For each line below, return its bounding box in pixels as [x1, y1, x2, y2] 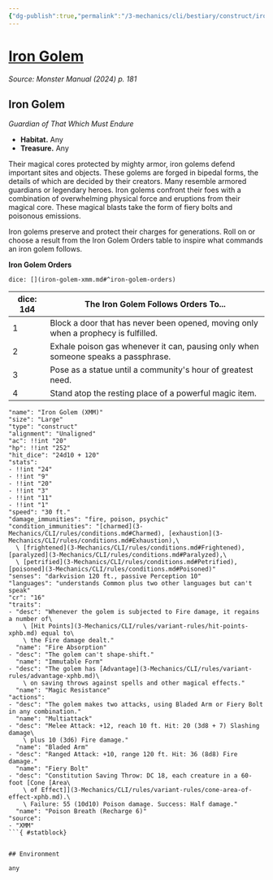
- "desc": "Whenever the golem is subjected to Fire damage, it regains [8, 608, 260, 616]
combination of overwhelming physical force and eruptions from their [8, 194, 241, 204]
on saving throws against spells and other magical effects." [29, 679, 245, 688]
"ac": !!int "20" [8, 437, 67, 445]
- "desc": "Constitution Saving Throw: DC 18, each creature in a [8, 772, 238, 780]
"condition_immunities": [8, 523, 93, 531]
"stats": [8, 458, 38, 466]
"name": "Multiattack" [15, 715, 93, 723]
